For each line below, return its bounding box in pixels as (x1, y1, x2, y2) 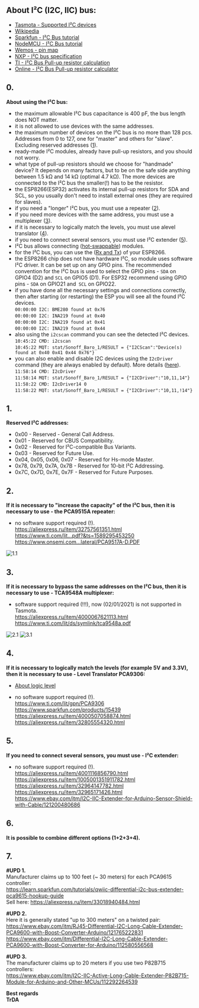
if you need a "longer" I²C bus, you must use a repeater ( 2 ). (14, 204, 161, 211)
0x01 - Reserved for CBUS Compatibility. (14, 437, 114, 444)
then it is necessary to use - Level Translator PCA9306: (6, 670, 146, 677)
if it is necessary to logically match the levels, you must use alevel (14, 223, 176, 230)
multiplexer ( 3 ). (14, 217, 52, 224)
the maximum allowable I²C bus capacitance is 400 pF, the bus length (14, 110, 185, 117)
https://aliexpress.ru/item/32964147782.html (14, 782, 124, 789)
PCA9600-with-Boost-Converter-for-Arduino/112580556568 (6, 941, 154, 949)
